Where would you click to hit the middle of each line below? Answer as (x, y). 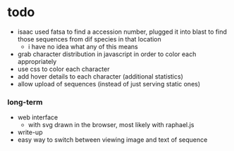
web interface (38, 117)
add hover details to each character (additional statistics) (100, 76)
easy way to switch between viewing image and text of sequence (112, 140)
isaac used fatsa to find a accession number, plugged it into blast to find (122, 32)
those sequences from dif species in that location (90, 39)
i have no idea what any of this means (83, 46)
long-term (25, 102)
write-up (30, 132)
